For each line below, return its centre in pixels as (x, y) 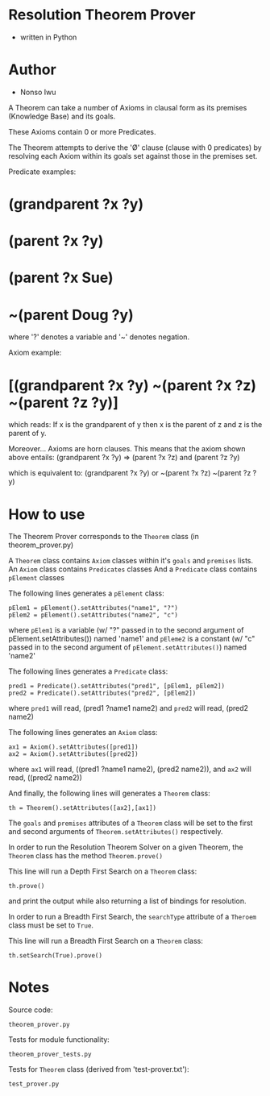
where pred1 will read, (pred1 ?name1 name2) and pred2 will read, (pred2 (128, 708)
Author (32, 70)
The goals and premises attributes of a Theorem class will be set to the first (131, 823)
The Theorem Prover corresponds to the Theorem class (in (104, 537)
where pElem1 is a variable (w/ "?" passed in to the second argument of (126, 630)
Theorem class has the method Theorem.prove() (86, 856)
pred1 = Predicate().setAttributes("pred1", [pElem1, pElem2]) (117, 687)
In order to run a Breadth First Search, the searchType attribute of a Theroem (133, 917)
